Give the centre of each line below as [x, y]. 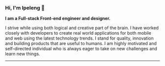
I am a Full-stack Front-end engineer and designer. [58, 19]
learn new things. [23, 54]
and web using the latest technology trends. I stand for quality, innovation [79, 38]
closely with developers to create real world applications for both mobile [78, 33]
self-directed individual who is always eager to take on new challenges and [81, 49]
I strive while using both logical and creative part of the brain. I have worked [82, 28]
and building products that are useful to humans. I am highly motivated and [81, 44]
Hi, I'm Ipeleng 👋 [25, 8]
